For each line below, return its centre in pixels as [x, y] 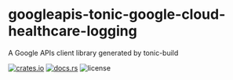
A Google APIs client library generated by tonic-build [93, 53]
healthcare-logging [73, 31]
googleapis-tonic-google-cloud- [117, 15]
